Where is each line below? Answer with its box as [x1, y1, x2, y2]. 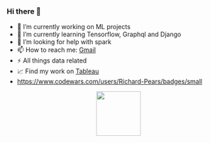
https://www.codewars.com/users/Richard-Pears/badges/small [16, 78, 203, 86]
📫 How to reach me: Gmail [16, 46, 96, 54]
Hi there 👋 [6, 6, 42, 16]
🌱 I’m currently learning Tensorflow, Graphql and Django [16, 30, 182, 38]
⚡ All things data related [16, 56, 87, 65]
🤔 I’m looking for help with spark [16, 38, 111, 46]
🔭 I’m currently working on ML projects [16, 23, 131, 31]
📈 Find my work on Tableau [16, 67, 99, 75]
